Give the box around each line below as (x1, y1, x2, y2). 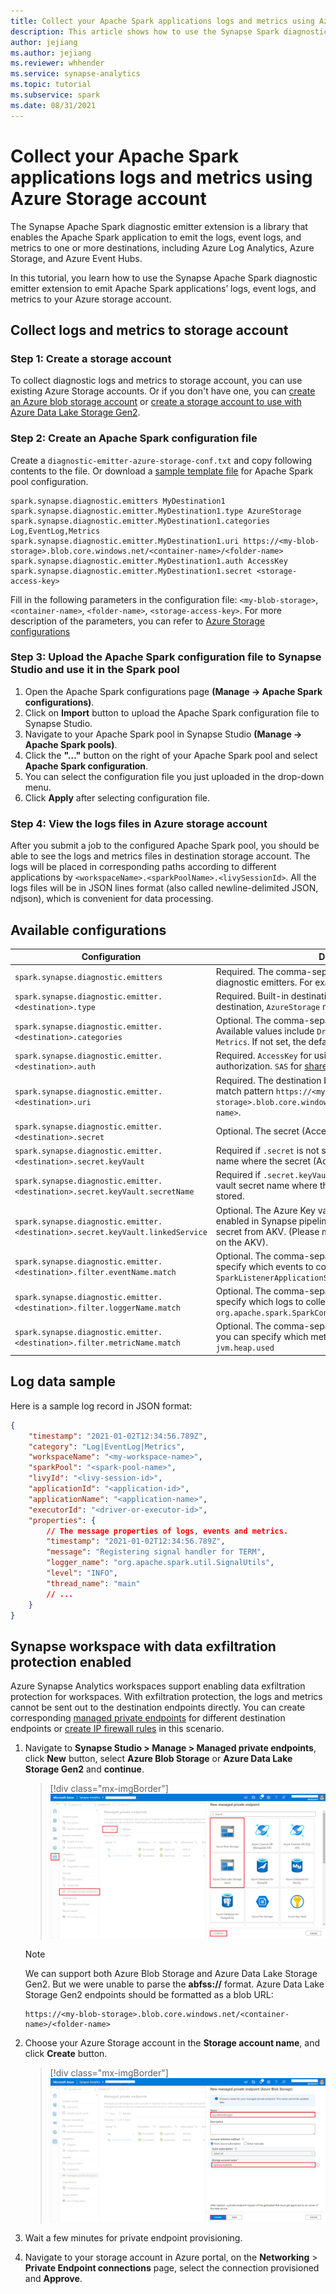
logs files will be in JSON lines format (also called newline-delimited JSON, (10, 882, 319, 894)
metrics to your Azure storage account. (10, 293, 172, 305)
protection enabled (10, 1653, 132, 1670)
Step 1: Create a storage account (10, 351, 172, 365)
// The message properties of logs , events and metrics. (46, 1526, 289, 1536)
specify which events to (215, 1260, 314, 1272)
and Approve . (24, 2273, 83, 2285)
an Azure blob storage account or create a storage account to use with (10, 396, 302, 408)
